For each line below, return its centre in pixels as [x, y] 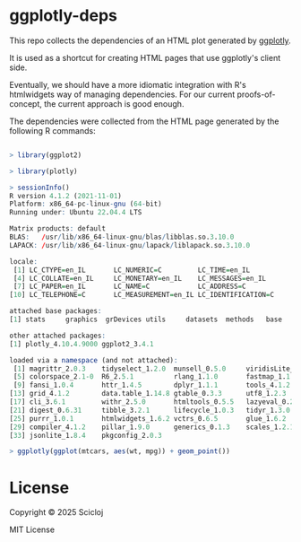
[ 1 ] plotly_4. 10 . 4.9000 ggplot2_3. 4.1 [82, 344]
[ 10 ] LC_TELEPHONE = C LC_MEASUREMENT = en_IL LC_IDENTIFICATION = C [142, 295]
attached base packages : [56, 311]
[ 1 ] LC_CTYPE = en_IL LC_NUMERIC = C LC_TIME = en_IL [132, 270]
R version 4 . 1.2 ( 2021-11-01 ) [66, 196]
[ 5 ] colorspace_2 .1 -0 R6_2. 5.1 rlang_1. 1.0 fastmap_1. [150, 377]
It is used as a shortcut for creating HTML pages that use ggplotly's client [145, 57]
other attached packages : [57, 336]
